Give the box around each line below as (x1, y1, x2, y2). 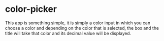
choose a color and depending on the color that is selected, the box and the (5, 25, 159, 31)
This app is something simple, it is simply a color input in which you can (5, 20, 151, 26)
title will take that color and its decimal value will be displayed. (5, 30, 131, 36)
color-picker (5, 3, 57, 15)
